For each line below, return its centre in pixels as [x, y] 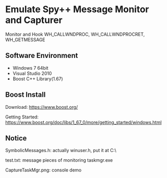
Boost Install [25, 95]
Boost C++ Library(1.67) [38, 79]
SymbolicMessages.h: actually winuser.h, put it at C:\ [61, 151]
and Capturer [34, 20]
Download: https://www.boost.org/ [41, 107]
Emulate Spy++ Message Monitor [77, 9]
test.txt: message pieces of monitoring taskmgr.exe [59, 160]
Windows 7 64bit [30, 68]
